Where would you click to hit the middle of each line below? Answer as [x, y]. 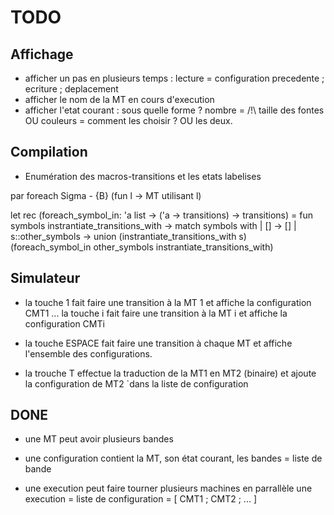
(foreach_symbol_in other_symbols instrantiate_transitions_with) [142, 247]
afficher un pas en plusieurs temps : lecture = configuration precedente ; [174, 78]
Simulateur [45, 278]
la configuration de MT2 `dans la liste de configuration [136, 383]
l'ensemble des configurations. [88, 353]
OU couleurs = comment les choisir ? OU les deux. [128, 120]
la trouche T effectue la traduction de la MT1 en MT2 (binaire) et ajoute [170, 373]
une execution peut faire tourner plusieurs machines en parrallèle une [168, 488]
